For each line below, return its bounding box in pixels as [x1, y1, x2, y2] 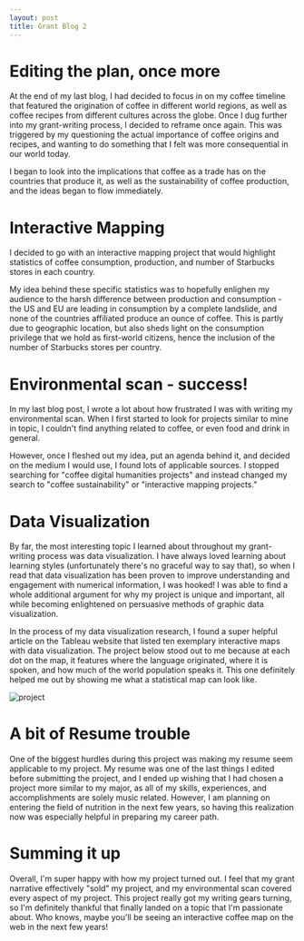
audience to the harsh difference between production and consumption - [9, 294, 282, 305]
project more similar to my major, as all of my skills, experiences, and [9, 782, 268, 794]
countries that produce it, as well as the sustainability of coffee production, [9, 176, 289, 187]
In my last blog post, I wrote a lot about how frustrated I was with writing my [9, 404, 293, 415]
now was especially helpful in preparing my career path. [9, 811, 220, 822]
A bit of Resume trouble [9, 723, 191, 744]
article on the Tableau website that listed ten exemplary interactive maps [9, 636, 281, 647]
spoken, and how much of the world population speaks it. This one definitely [9, 664, 296, 676]
